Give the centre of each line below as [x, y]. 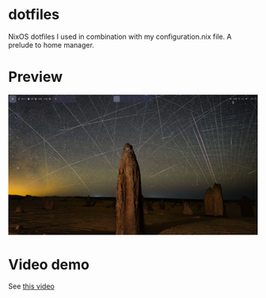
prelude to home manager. [51, 44]
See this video [32, 286]
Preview [36, 77]
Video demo [49, 264]
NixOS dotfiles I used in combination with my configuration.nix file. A [120, 36]
